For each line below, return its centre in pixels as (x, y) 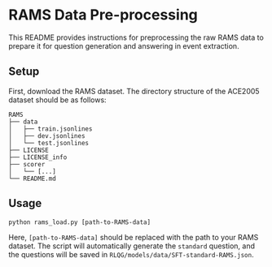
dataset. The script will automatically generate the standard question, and (132, 246)
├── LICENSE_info (38, 157)
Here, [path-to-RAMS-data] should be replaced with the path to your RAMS (134, 237)
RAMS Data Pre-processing (103, 15)
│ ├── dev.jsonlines (47, 136)
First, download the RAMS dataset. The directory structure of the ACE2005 (134, 91)
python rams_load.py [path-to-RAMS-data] (80, 222)
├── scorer (27, 164)
